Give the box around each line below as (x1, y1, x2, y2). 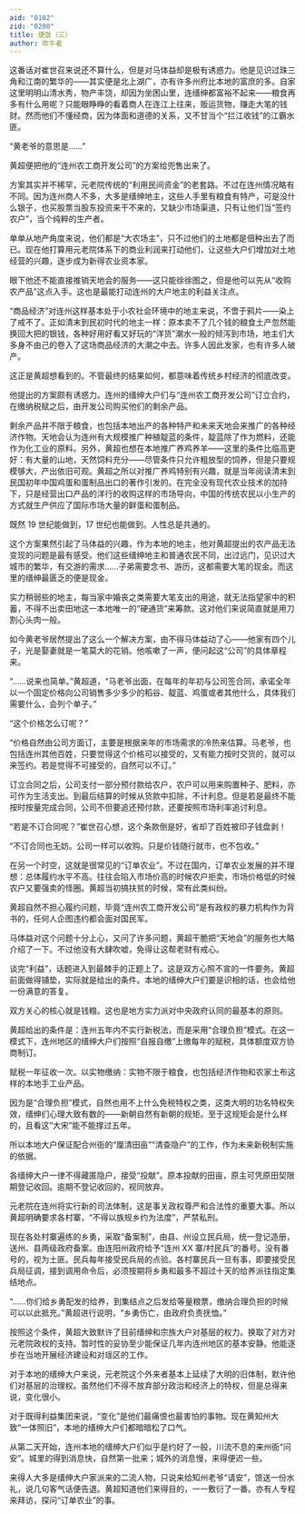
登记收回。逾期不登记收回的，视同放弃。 (16, 1181, 169, 1192)
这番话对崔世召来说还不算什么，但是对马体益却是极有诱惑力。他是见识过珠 (9, 65, 288, 75)
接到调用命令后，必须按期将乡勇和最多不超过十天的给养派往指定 (48, 1265, 288, 1277)
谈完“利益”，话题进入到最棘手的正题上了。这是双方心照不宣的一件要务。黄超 (9, 963, 295, 974)
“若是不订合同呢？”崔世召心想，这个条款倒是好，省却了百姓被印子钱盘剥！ (9, 822, 288, 832)
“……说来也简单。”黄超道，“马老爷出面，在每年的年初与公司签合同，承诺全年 (9, 676, 292, 687)
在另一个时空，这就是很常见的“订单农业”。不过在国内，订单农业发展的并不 (9, 860, 288, 871)
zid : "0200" (9, 22, 54, 31)
